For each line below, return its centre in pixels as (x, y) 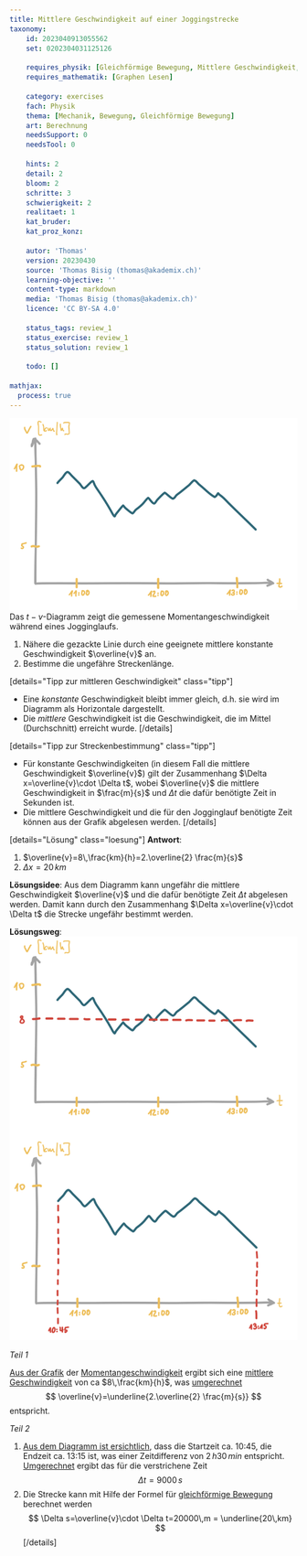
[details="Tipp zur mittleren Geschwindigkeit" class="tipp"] (121, 681)
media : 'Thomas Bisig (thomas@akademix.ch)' (112, 299)
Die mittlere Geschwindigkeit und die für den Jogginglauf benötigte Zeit (157, 812)
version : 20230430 (61, 261)
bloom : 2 (42, 183)
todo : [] (42, 367)
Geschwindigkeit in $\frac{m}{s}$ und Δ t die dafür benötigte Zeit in (149, 792)
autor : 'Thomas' (57, 251)
